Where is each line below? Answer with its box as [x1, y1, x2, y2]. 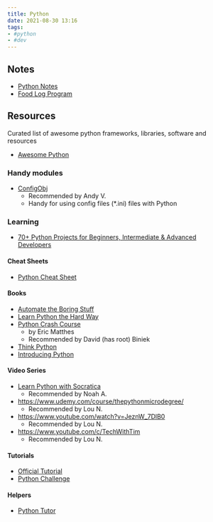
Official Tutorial [17, 467, 62, 476]
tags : [7, 23, 23, 31]
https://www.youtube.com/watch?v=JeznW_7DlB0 [17, 412, 165, 420]
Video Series [7, 366, 46, 375]
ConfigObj [17, 184, 48, 192]
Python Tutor [17, 506, 56, 515]
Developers [17, 241, 52, 249]
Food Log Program [17, 89, 72, 98]
